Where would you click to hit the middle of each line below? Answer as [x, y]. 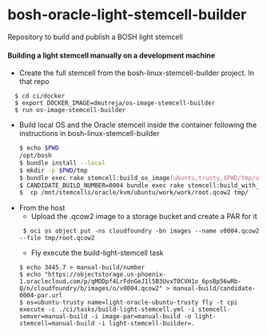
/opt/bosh [36, 156]
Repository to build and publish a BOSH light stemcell [95, 37]
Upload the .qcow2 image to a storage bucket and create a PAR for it [144, 217]
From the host [42, 208]
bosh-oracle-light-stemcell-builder [127, 15]
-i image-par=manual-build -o [141, 317]
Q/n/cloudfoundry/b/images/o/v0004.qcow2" [91, 289]
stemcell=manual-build [57, 324]
